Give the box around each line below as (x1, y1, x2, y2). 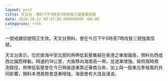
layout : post (5, 7, 32, 12)
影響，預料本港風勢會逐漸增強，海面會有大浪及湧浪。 (9, 71, 119, 77)
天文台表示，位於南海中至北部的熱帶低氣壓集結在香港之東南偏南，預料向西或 (5, 52, 163, 58)
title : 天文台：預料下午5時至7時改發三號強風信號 (5, 12, 96, 17)
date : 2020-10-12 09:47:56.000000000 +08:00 (5, 16, 99, 21)
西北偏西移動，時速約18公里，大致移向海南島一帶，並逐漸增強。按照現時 (5, 58, 154, 65)
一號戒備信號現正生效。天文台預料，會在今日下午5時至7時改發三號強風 (5, 35, 151, 41)
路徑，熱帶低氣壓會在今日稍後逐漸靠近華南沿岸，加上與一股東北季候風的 (9, 65, 158, 71)
